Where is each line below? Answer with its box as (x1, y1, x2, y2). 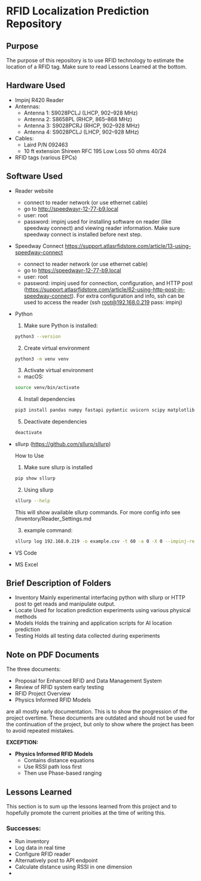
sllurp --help (14, 498, 50, 504)
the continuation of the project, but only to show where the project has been (6, 721, 194, 728)
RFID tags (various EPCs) (14, 154, 77, 161)
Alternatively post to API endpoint (14, 857, 98, 864)
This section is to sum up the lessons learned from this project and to (6, 803, 177, 810)
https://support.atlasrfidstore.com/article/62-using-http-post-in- (26, 286, 185, 293)
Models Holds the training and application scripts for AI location (14, 619, 172, 627)
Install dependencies (23, 395, 75, 403)
